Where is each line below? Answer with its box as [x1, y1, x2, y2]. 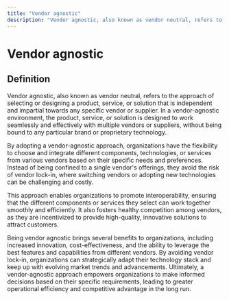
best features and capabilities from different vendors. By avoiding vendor [7, 248, 214, 256]
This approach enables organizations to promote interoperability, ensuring [7, 191, 217, 199]
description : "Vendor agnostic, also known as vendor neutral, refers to [7, 16, 223, 23]
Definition [7, 73, 50, 85]
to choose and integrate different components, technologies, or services [7, 148, 212, 157]
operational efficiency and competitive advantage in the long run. [7, 284, 192, 292]
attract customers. [7, 220, 60, 229]
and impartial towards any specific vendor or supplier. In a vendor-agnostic [7, 106, 219, 114]
